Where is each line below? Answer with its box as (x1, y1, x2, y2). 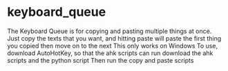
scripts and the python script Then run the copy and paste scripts (7, 56, 194, 64)
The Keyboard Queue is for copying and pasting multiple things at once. (7, 27, 212, 35)
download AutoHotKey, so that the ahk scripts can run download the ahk (7, 49, 213, 57)
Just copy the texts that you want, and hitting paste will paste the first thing (7, 34, 222, 42)
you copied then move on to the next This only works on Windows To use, (7, 41, 218, 50)
